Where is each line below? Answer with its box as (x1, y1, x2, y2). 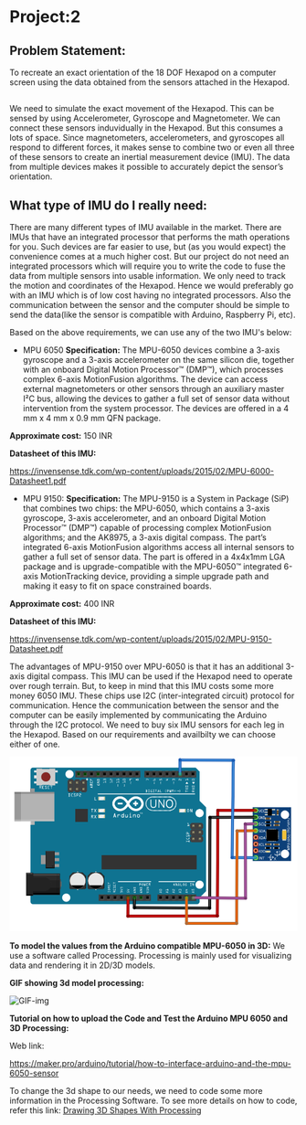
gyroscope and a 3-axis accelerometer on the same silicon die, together (22, 355, 295, 366)
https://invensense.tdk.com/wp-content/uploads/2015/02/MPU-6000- (9, 466, 275, 477)
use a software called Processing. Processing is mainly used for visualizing (9, 950, 292, 961)
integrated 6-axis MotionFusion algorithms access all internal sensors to (22, 542, 295, 553)
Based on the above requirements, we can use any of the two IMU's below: (9, 327, 292, 338)
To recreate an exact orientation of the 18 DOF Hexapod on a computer (9, 67, 277, 78)
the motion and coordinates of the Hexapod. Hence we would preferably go (9, 281, 294, 292)
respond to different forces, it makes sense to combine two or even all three (9, 142, 295, 153)
